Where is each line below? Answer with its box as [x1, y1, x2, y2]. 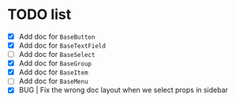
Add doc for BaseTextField [18, 41, 106, 50]
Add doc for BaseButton [18, 32, 96, 41]
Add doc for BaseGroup [18, 59, 92, 68]
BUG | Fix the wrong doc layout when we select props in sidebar [18, 85, 228, 95]
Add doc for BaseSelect [18, 50, 96, 59]
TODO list [7, 6, 72, 24]
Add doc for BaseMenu [18, 77, 88, 86]
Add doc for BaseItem [18, 67, 88, 77]
